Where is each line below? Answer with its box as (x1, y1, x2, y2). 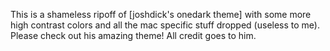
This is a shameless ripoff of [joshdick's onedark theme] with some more (10, 9, 312, 20)
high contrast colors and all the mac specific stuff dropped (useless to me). (10, 19, 321, 31)
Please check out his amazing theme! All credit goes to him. (10, 30, 257, 41)
